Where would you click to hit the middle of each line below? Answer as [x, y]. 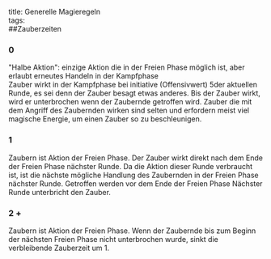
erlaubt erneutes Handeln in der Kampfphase [84, 76]
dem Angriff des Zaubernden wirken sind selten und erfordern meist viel [129, 110]
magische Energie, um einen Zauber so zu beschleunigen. [105, 119]
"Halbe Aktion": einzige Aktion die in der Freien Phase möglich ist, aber [127, 67]
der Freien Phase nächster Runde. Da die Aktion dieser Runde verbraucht [131, 166]
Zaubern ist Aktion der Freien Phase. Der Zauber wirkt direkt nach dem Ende [135, 158]
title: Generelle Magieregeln [55, 12]
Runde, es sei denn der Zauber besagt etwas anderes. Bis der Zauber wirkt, [135, 93]
